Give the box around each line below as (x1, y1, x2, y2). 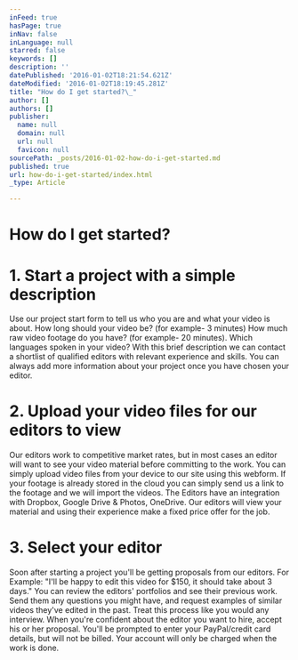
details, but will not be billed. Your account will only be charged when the (9, 633, 278, 644)
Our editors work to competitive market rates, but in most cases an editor (9, 450, 278, 461)
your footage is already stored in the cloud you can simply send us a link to (9, 478, 285, 489)
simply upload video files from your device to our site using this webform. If (9, 469, 286, 479)
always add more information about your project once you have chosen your (9, 361, 290, 372)
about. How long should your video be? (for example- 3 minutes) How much (9, 323, 288, 334)
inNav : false (9, 29, 58, 38)
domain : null (17, 129, 66, 138)
